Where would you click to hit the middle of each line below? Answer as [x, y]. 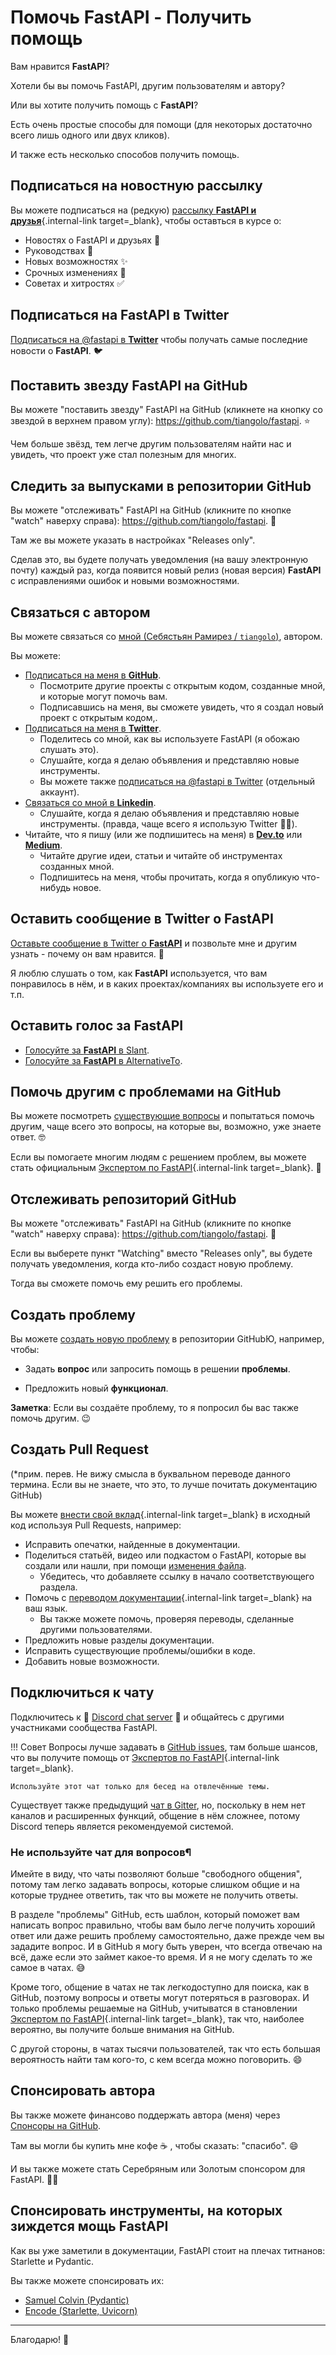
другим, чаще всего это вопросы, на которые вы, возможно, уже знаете [166, 1127]
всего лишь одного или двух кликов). [90, 135]
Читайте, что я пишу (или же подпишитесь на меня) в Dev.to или [163, 834]
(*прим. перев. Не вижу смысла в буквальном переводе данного [150, 1473]
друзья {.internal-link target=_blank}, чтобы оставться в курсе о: [146, 220]
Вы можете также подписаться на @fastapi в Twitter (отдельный [177, 781]
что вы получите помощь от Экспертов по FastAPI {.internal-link [145, 1757]
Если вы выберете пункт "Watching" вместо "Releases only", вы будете [161, 1253]
